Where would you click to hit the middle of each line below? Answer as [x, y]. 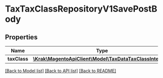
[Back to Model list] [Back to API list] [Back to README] [61, 71]
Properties [21, 37]
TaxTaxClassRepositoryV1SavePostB [81, 9]
